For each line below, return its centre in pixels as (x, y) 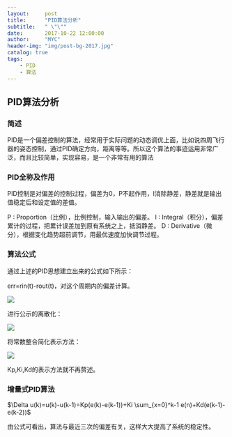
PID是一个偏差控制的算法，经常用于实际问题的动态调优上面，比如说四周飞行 (116, 140)
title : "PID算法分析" (44, 20)
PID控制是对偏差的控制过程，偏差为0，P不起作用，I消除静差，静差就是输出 (115, 194)
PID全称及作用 (31, 177)
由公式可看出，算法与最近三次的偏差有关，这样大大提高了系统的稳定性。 (111, 427)
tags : (15, 59)
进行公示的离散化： (35, 314)
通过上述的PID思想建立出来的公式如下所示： (70, 271)
